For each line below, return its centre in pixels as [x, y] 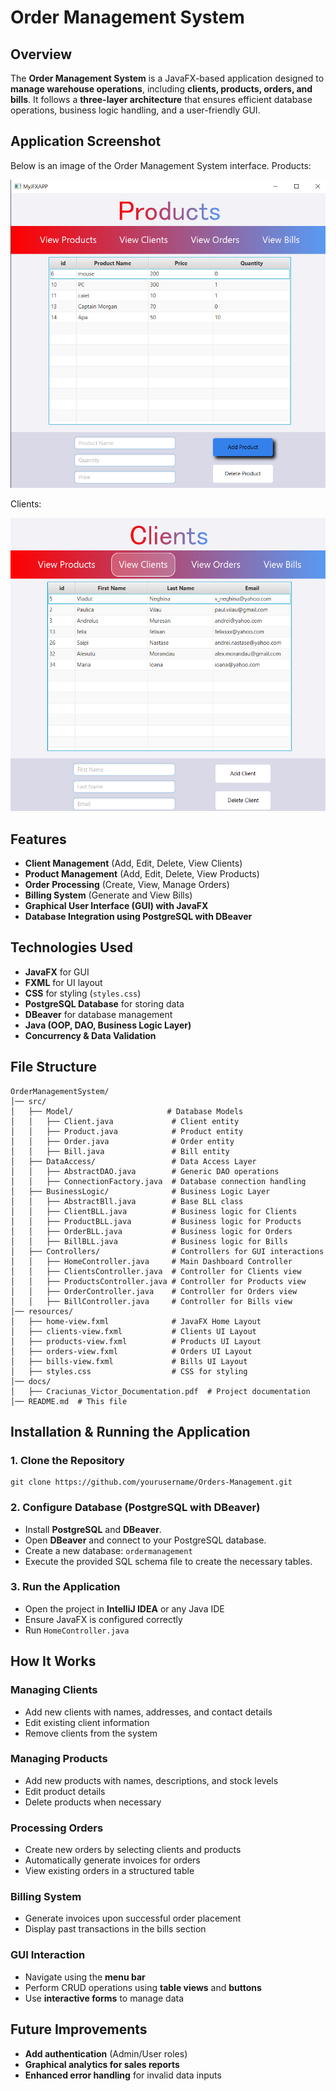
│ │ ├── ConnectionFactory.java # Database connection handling [158, 1181]
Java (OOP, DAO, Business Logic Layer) [108, 1025]
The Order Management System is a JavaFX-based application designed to [167, 78]
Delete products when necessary [93, 1802]
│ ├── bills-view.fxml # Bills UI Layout [129, 1361]
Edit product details [65, 1791]
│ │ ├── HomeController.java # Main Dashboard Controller [151, 1261]
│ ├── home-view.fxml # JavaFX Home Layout [136, 1321]
